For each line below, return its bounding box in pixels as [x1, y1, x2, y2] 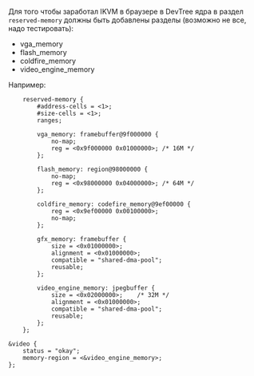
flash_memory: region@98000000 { [37, 165, 149, 173]
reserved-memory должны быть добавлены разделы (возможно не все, [8, 15, 247, 25]
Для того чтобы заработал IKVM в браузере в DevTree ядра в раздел [8, 7, 244, 16]
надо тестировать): [8, 24, 74, 33]
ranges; [37, 117, 62, 125]
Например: [8, 80, 46, 89]
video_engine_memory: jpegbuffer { [37, 284, 156, 292]
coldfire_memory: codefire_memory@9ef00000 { [37, 200, 192, 208]
